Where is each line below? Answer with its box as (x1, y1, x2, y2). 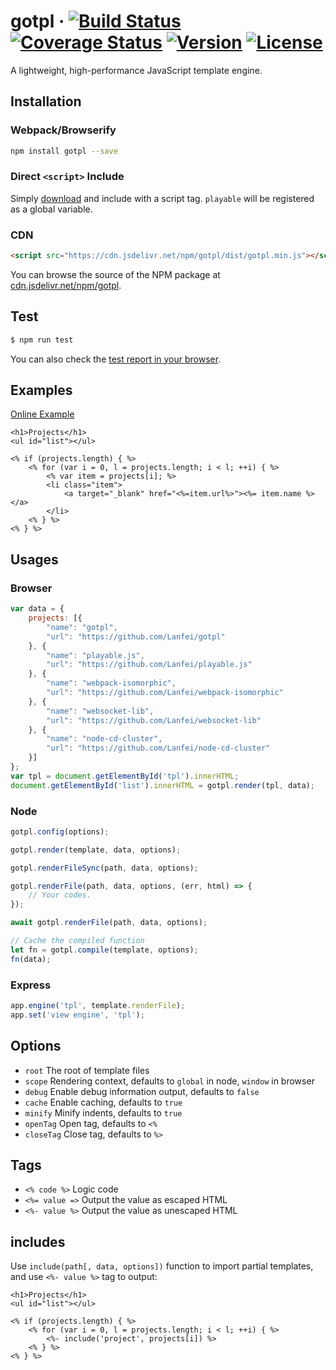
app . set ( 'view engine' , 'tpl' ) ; (10, 1010, 145, 1020)
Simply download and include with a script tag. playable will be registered (10, 192, 315, 204)
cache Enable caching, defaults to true (24, 1096, 183, 1108)
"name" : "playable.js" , (46, 650, 145, 660)
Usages (10, 551, 59, 568)
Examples (10, 382, 73, 399)
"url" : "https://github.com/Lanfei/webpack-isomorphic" (46, 688, 284, 698)
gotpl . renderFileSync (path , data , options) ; (10, 863, 199, 873)
